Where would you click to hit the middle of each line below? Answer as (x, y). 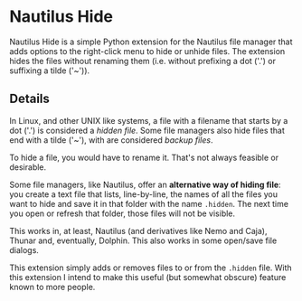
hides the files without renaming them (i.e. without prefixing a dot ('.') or (143, 61)
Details (29, 99)
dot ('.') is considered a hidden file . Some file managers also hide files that (147, 130)
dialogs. (24, 249)
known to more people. (52, 287)
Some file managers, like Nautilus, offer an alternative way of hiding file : (146, 184)
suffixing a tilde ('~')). (50, 71)
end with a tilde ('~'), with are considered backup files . (111, 140)
